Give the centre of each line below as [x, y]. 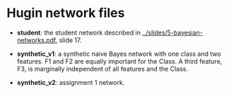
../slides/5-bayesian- [172, 33]
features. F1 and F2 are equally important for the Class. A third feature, [119, 61]
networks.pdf [36, 40]
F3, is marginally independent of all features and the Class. [102, 69]
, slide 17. [69, 40]
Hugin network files [66, 13]
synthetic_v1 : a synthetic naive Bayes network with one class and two [119, 54]
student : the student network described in [78, 33]
